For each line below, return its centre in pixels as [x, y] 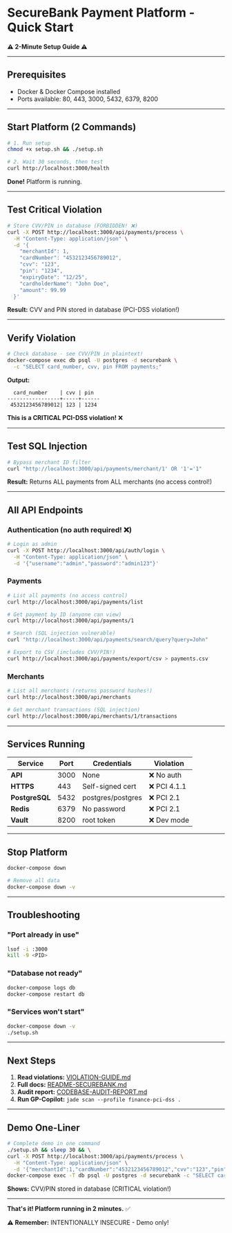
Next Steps [31, 1060]
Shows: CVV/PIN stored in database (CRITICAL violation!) [89, 1189]
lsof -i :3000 [28, 949]
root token [99, 820]
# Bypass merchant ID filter [49, 462]
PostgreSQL [31, 798]
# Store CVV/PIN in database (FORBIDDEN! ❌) [72, 226]
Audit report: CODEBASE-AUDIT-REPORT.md [82, 1092]
